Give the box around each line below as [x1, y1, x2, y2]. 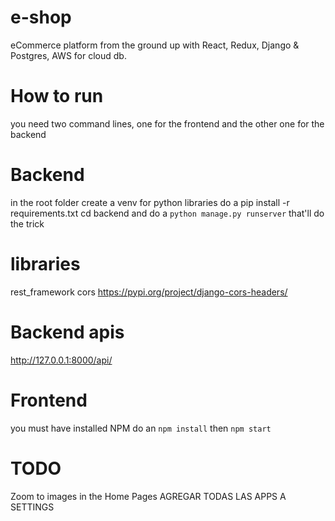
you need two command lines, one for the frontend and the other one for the [10, 117, 325, 130]
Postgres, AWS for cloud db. [10, 49, 127, 61]
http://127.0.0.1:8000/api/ [10, 354, 113, 366]
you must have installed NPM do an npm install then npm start [10, 422, 272, 434]
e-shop [10, 6, 72, 29]
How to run [10, 85, 104, 108]
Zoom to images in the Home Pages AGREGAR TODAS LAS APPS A [10, 490, 287, 502]
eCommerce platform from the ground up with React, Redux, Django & [10, 39, 300, 51]
